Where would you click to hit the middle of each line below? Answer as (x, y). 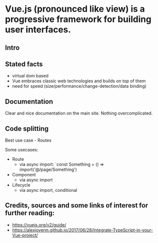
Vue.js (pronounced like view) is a (75, 9)
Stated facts (24, 64)
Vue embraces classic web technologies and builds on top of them (79, 81)
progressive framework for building (78, 19)
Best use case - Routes (28, 140)
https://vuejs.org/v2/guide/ (39, 224)
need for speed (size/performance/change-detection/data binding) (79, 86)
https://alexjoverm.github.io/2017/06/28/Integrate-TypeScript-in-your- (82, 230)
